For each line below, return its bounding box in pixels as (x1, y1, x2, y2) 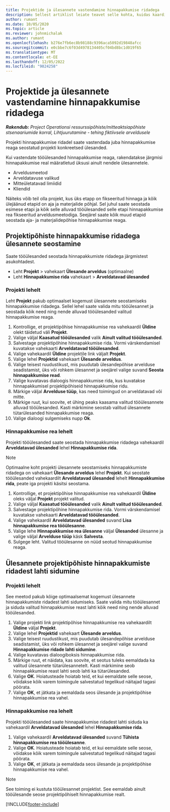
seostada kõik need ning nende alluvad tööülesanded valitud (6, 308, 132, 315)
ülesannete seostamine (6, 240, 81, 248)
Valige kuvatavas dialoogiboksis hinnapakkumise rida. (13, 652, 126, 658)
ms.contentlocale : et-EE (6, 54, 58, 60)
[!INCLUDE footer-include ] (6, 801, 60, 807)
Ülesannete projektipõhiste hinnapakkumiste (6, 559, 150, 567)
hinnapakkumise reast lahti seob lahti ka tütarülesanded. (13, 668, 131, 674)
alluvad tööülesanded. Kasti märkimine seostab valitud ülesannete (13, 405, 151, 411)
